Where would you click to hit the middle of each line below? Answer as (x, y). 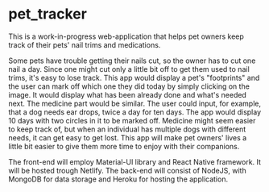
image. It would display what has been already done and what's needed (128, 94)
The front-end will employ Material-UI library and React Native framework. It (135, 161)
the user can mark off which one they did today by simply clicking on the (129, 86)
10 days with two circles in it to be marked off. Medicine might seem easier (132, 120)
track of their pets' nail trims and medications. (85, 44)
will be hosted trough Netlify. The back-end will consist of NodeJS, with (128, 170)
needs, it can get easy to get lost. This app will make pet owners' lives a (128, 137)
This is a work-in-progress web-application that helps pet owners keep (126, 36)
